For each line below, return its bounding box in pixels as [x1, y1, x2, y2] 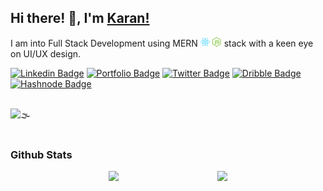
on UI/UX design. [10, 47, 82, 60]
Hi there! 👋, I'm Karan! [10, 10, 150, 27]
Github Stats [10, 147, 73, 161]
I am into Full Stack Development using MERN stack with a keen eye [10, 37, 314, 49]
